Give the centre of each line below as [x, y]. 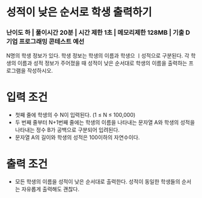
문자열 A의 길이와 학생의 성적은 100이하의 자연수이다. [77, 137]
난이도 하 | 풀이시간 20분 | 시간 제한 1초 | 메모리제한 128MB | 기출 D [98, 32]
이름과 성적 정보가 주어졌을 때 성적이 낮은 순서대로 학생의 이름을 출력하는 [102, 63]
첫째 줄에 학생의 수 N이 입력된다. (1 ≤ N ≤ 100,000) [75, 115]
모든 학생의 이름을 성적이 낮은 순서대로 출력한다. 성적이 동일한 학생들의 [97, 182]
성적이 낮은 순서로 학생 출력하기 [79, 12]
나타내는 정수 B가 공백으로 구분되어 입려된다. [67, 130]
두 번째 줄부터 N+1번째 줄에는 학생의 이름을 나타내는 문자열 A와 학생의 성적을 [105, 122]
